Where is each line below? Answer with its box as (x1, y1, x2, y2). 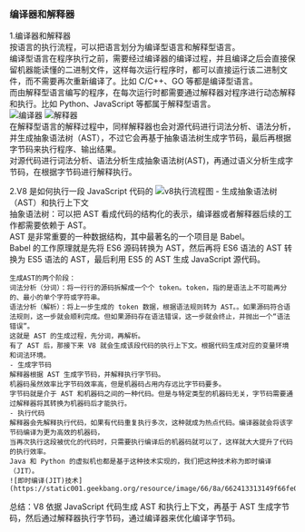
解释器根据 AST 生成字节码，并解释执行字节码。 (9, 370, 165, 379)
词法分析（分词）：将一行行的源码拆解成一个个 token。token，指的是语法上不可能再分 (9, 283, 288, 292)
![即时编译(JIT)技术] (9, 477, 84, 486)
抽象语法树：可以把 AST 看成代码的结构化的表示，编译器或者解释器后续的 (9, 209, 284, 220)
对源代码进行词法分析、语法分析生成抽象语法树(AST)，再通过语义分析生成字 (9, 155, 293, 166)
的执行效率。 (9, 448, 51, 457)
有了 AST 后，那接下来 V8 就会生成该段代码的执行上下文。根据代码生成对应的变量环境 (9, 341, 290, 350)
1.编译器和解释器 (9, 30, 71, 42)
